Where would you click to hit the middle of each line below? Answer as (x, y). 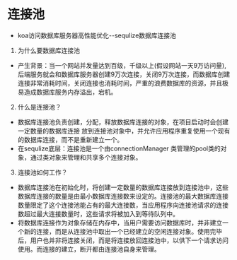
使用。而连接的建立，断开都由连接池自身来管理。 (89, 249)
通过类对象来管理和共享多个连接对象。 (86, 157)
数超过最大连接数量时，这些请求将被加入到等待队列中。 (98, 213)
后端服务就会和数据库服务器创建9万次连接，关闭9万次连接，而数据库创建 (124, 74)
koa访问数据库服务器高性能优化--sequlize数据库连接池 (97, 35)
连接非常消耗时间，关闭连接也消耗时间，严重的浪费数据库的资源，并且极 (123, 83)
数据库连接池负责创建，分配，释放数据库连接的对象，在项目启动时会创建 (123, 122)
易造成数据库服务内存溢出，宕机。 (67, 92)
